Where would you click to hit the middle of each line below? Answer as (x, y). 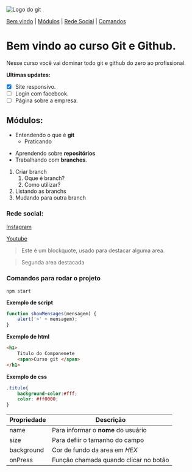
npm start (19, 291)
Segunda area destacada (53, 263)
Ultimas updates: (28, 75)
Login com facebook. (42, 94)
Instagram (19, 227)
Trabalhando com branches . (51, 160)
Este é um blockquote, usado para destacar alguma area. (93, 250)
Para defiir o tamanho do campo (98, 440)
